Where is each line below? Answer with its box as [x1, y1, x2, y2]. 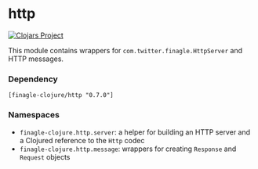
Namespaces [8, 110, 60, 120]
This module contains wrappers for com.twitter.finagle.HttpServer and [8, 45, 243, 55]
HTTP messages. [8, 54, 64, 63]
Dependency [8, 74, 59, 84]
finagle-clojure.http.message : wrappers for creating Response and [19, 144, 237, 153]
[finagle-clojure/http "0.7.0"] [8, 92, 114, 99]
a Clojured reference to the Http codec [19, 135, 145, 145]
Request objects [19, 152, 71, 161]
